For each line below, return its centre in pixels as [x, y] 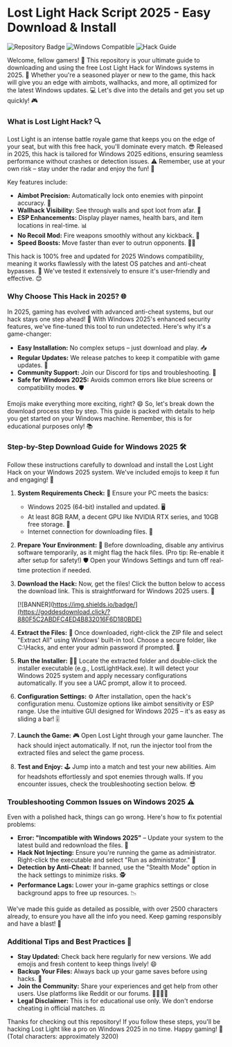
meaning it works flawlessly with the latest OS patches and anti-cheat [107, 264]
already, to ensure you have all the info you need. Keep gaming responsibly [114, 917]
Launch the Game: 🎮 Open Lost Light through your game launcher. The [120, 735]
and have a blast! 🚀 [35, 923]
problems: [21, 824]
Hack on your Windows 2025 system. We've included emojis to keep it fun [113, 472]
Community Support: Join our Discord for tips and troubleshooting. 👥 [117, 372]
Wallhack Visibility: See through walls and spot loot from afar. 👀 [109, 210]
